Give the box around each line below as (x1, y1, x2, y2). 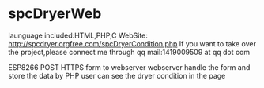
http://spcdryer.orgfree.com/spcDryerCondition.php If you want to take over (8, 38, 257, 48)
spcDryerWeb (8, 5, 102, 23)
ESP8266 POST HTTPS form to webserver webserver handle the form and (8, 62, 251, 71)
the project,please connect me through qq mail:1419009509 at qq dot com (8, 47, 251, 57)
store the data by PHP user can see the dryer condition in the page (8, 71, 226, 80)
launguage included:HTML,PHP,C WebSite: (8, 31, 149, 40)
